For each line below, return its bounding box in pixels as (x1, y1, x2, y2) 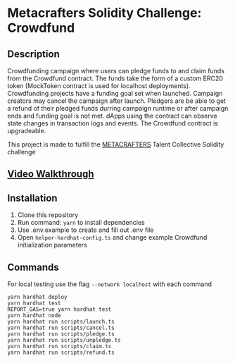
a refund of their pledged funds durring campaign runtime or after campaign (7, 104, 229, 112)
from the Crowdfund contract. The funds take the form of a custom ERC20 (7, 74, 223, 82)
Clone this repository (17, 211, 79, 219)
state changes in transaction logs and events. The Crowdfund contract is (7, 119, 218, 128)
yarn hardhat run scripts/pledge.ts (7, 331, 115, 338)
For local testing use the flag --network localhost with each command (7, 280, 212, 288)
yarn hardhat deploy (7, 294, 68, 301)
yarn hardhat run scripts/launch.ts (7, 319, 115, 326)
